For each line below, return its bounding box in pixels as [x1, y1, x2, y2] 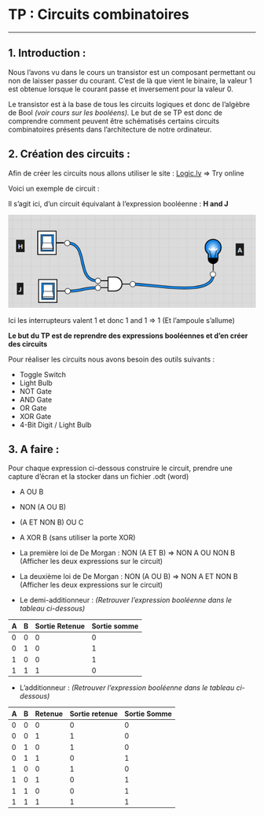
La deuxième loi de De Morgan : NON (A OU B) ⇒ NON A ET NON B [19, 572, 238, 581]
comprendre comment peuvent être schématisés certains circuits [8, 116, 220, 125]
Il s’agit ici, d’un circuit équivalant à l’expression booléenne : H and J [8, 198, 229, 208]
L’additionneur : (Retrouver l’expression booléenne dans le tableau [19, 683, 235, 692]
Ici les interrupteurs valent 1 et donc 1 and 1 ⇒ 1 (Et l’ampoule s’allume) [8, 315, 236, 325]
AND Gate [19, 395, 53, 404]
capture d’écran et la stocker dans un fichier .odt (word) [8, 472, 189, 481]
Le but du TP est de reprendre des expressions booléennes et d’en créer [8, 331, 248, 340]
